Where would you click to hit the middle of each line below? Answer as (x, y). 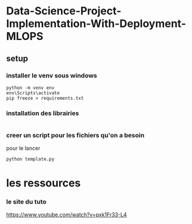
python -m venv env (30, 88)
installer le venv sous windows (52, 75)
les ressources (44, 183)
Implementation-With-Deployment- (96, 24)
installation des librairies (43, 113)
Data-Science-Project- (64, 11)
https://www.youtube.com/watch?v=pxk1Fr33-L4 (66, 214)
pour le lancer (23, 148)
